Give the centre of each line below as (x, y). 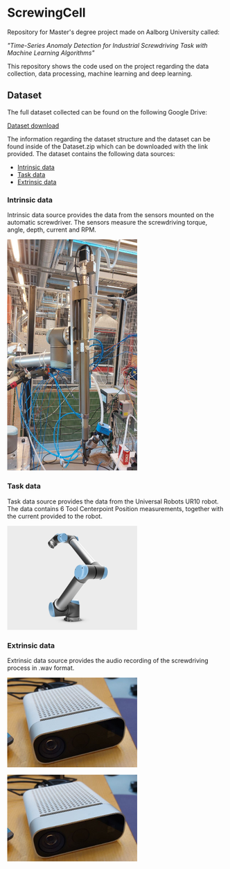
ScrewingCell (46, 13)
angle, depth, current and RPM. (52, 230)
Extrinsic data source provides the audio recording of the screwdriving (108, 660)
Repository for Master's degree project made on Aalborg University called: (114, 32)
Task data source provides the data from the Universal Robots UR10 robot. (113, 501)
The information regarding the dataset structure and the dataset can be (109, 139)
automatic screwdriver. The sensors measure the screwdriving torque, (107, 223)
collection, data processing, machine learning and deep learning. (100, 74)
